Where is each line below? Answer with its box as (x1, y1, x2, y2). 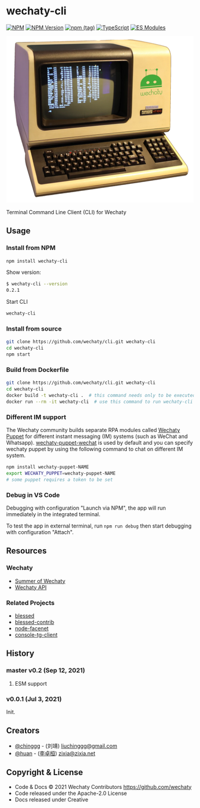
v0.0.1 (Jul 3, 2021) (6, 695, 62, 703)
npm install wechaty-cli (6, 258, 68, 264)
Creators (6, 726, 40, 736)
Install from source (6, 324, 62, 332)
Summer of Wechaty (14, 577, 65, 584)
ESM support (14, 680, 48, 687)
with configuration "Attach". (6, 528, 74, 535)
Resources (6, 546, 47, 556)
